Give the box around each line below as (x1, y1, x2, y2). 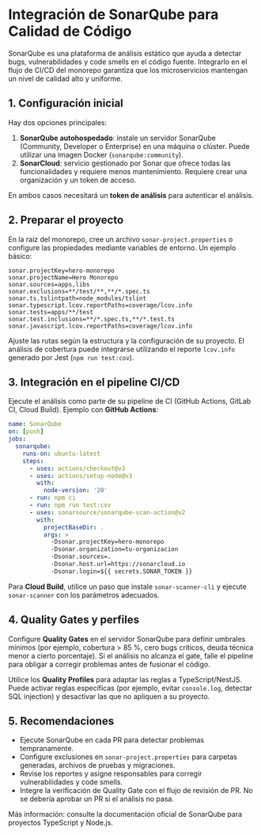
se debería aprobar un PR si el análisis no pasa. (19, 794, 174, 804)
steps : (22, 457, 44, 465)
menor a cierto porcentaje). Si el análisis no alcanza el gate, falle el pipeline (8, 651, 254, 660)
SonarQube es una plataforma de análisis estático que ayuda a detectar (8, 48, 242, 58)
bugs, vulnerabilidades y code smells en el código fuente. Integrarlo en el (8, 57, 248, 66)
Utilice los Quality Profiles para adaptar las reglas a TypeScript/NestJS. (8, 674, 243, 684)
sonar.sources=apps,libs (8, 280, 90, 288)
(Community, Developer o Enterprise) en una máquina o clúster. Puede (19, 141, 251, 151)
